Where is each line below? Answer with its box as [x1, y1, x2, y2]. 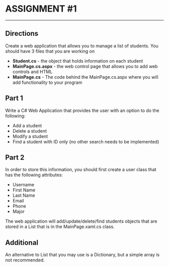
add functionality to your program [12, 79, 82, 85]
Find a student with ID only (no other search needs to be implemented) [12, 138, 159, 144]
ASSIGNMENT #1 [5, 3, 77, 15]
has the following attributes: [5, 172, 63, 178]
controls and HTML [12, 69, 53, 75]
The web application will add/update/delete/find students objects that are [5, 218, 157, 225]
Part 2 [5, 153, 25, 162]
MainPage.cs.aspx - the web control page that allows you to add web [12, 63, 158, 69]
